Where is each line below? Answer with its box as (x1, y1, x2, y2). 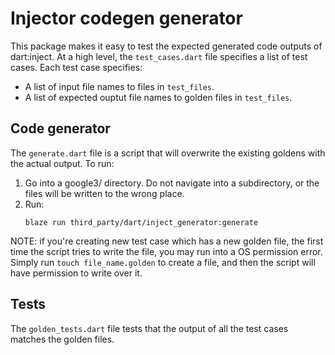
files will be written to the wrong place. (24, 187, 185, 199)
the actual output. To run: (10, 157, 115, 169)
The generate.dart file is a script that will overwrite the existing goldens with (10, 147, 326, 159)
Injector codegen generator (10, 7, 243, 30)
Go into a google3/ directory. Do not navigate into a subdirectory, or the (24, 177, 320, 189)
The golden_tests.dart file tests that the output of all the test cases (10, 322, 289, 334)
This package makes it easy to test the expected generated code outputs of (10, 40, 323, 52)
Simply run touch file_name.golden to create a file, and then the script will (10, 256, 316, 268)
